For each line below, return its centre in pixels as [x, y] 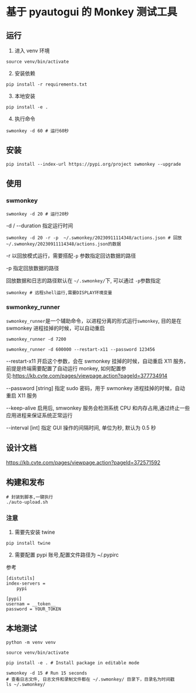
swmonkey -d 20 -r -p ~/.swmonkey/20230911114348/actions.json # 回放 [94, 238]
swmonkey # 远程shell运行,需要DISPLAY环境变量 [59, 293]
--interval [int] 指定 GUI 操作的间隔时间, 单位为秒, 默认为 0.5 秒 [81, 428]
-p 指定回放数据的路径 [33, 268]
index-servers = [26, 583]
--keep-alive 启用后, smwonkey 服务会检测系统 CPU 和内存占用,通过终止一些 [98, 408]
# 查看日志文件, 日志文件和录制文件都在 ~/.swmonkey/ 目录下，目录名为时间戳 [90, 679]
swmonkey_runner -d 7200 [36, 339]
